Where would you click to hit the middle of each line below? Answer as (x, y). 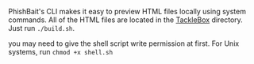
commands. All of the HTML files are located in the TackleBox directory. (126, 20)
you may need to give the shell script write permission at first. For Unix (124, 43)
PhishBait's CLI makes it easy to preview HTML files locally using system (127, 11)
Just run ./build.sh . (42, 28)
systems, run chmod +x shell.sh (61, 52)
